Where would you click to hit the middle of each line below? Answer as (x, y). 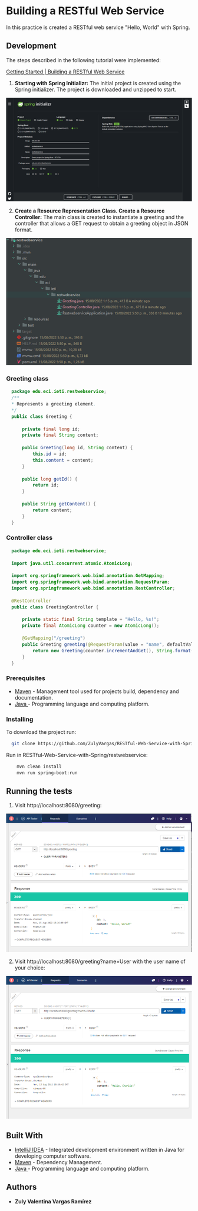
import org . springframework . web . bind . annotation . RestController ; (93, 588)
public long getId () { (49, 479)
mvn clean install (39, 766)
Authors (22, 1187)
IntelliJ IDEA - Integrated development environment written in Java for (99, 1150)
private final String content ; (60, 435)
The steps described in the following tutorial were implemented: (83, 60)
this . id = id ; (49, 454)
